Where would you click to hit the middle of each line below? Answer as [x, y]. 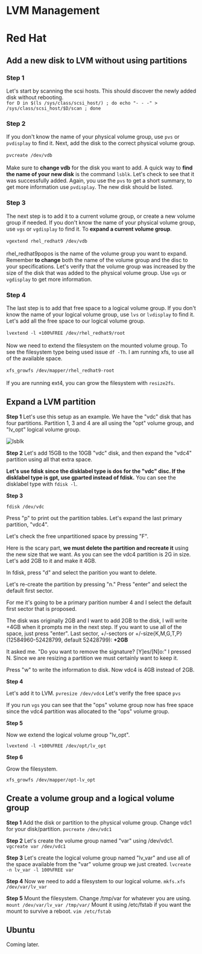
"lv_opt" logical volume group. [44, 429]
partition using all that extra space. [49, 459]
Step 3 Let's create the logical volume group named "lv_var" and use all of [98, 858]
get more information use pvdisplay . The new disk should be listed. [90, 187]
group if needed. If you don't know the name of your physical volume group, [101, 222]
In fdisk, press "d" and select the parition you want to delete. [81, 572]
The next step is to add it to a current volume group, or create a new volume [101, 216]
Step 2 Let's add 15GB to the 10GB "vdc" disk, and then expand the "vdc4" [99, 453]
